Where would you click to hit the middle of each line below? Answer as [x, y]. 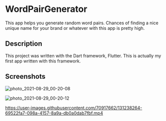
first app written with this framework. [43, 61]
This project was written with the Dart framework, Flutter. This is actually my [83, 56]
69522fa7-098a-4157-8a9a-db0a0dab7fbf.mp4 [54, 113]
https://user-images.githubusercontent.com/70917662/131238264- [74, 108]
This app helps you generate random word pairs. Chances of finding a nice [82, 23]
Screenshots [25, 77]
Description [24, 44]
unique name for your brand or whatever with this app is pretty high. [75, 28]
